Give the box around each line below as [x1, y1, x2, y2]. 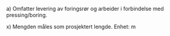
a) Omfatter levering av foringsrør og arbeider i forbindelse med [6, 5, 164, 12]
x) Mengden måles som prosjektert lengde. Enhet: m [6, 23, 136, 30]
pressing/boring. [6, 11, 47, 19]
